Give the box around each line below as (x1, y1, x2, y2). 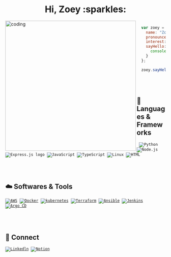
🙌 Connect (5, 233, 39, 242)
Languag (136, 105, 165, 113)
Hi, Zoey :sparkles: (45, 4, 126, 15)
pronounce (146, 35, 167, 40)
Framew (136, 120, 163, 129)
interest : (146, 39, 167, 44)
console (150, 49, 167, 54)
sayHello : (146, 44, 167, 49)
